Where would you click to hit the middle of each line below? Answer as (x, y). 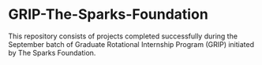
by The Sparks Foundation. (52, 52)
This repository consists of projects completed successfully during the (123, 36)
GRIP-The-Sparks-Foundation (109, 14)
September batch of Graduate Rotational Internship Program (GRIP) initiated (131, 44)
